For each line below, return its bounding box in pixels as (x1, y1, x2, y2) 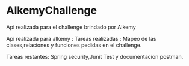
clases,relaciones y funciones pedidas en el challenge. (6, 41, 142, 49)
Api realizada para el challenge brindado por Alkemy (6, 23, 137, 31)
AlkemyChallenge (6, 4, 98, 17)
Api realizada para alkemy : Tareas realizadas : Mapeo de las (6, 35, 156, 42)
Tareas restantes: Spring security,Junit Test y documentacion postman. (6, 53, 184, 60)
